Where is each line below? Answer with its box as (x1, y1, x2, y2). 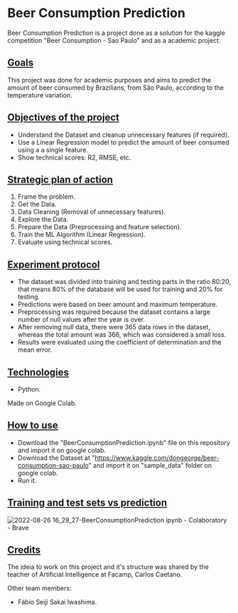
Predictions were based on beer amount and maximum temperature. (17, 300, 218, 309)
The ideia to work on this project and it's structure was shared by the (7, 562, 210, 571)
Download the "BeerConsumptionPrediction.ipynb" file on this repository (17, 438, 231, 446)
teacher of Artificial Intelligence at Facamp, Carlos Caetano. (7, 570, 183, 579)
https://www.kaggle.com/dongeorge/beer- (94, 454, 220, 462)
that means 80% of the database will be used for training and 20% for (17, 285, 223, 293)
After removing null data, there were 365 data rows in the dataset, (17, 323, 211, 332)
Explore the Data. (17, 215, 69, 224)
